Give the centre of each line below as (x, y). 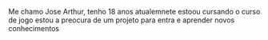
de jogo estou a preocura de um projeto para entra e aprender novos (122, 20)
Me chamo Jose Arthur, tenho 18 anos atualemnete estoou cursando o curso (134, 12)
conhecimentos (34, 28)
